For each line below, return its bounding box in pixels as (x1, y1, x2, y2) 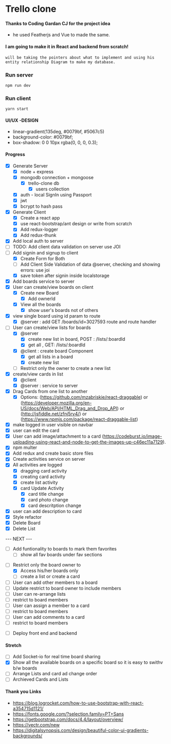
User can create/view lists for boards (12, 324, 91, 331)
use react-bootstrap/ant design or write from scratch (20, 221, 132, 227)
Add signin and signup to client (12, 249, 78, 256)
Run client (5, 94, 31, 102)
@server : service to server (20, 382, 78, 388)
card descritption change (28, 502, 81, 508)
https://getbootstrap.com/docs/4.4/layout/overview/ (12, 716, 123, 722)
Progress (5, 151, 26, 157)
